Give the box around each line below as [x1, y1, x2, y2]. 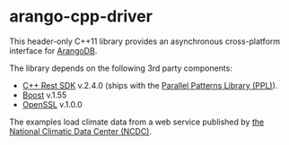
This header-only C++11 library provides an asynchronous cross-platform [9, 36, 281, 47]
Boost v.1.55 [22, 90, 67, 100]
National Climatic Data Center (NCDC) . [9, 125, 153, 136]
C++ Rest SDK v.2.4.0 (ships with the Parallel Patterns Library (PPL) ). [22, 80, 278, 90]
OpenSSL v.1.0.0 [22, 98, 83, 109]
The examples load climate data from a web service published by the [9, 116, 265, 127]
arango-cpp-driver [9, 6, 153, 27]
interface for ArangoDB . [9, 45, 98, 55]
